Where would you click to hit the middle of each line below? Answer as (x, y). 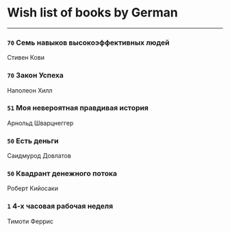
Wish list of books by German (92, 13)
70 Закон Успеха (35, 76)
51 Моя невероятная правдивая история (78, 108)
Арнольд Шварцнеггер (40, 123)
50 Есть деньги (33, 141)
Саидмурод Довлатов (39, 156)
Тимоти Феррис (30, 221)
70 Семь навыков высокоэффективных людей (88, 43)
